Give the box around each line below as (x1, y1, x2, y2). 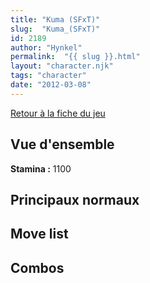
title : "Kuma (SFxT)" (10, 14, 101, 25)
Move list (10, 226, 69, 243)
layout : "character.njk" (10, 61, 114, 71)
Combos (10, 259, 65, 276)
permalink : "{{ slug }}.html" (10, 52, 141, 62)
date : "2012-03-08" (10, 80, 92, 90)
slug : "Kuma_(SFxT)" (10, 24, 101, 34)
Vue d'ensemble (10, 136, 115, 153)
